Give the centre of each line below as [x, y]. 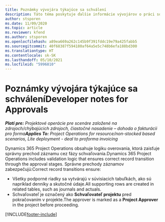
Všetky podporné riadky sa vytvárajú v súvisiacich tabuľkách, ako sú [82, 179]
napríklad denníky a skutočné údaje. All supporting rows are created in [83, 184]
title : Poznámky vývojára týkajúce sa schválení [56, 10]
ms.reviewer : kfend [25, 32]
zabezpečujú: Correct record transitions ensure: [53, 169]
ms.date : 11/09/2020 [26, 23]
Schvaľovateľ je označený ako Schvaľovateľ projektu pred [72, 194]
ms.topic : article [24, 28]
